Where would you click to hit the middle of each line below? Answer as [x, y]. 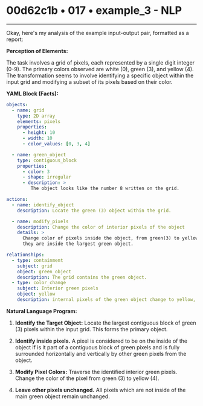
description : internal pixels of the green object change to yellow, [107, 300]
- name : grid [28, 110]
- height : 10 [39, 133]
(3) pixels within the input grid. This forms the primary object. [91, 329]
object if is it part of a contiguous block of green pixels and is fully [97, 347]
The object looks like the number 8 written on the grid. [105, 189]
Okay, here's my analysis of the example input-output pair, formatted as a [98, 33]
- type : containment [37, 260]
